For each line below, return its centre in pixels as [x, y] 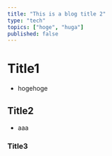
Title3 [18, 146]
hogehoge [33, 89]
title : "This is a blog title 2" [57, 14]
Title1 [23, 69]
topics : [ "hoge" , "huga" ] [45, 27]
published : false [33, 34]
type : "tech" [27, 21]
